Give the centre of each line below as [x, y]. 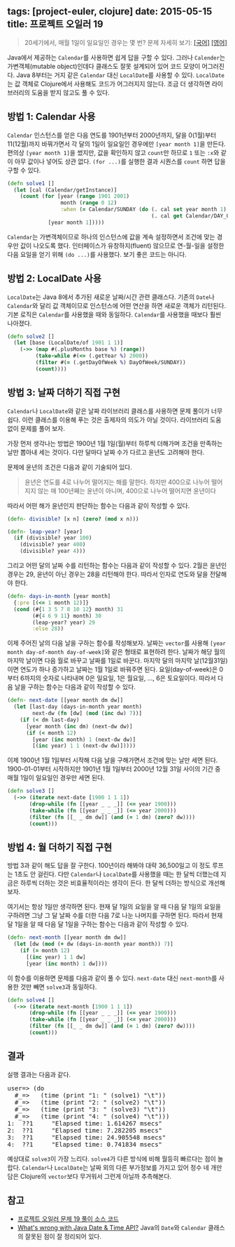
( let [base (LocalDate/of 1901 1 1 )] [69, 343]
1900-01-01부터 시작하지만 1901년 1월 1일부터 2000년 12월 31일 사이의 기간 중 [114, 769]
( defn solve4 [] [31, 1000]
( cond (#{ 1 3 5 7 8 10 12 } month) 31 [69, 609]
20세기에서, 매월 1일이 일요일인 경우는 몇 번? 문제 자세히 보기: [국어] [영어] [126, 42]
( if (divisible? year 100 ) [53, 538]
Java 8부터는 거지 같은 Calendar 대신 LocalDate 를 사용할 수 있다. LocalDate [121, 75]
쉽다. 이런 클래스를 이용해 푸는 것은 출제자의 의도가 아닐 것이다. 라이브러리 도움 [114, 420]
